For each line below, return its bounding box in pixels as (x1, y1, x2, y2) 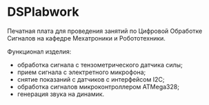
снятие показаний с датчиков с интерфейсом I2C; (17, 75, 165, 83)
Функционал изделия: (7, 47, 72, 56)
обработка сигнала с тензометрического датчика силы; (17, 60, 183, 69)
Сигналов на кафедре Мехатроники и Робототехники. (7, 34, 166, 42)
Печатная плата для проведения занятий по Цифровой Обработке (7, 27, 203, 35)
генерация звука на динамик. (17, 90, 105, 98)
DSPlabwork (7, 4, 79, 20)
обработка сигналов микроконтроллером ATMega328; (17, 82, 179, 91)
